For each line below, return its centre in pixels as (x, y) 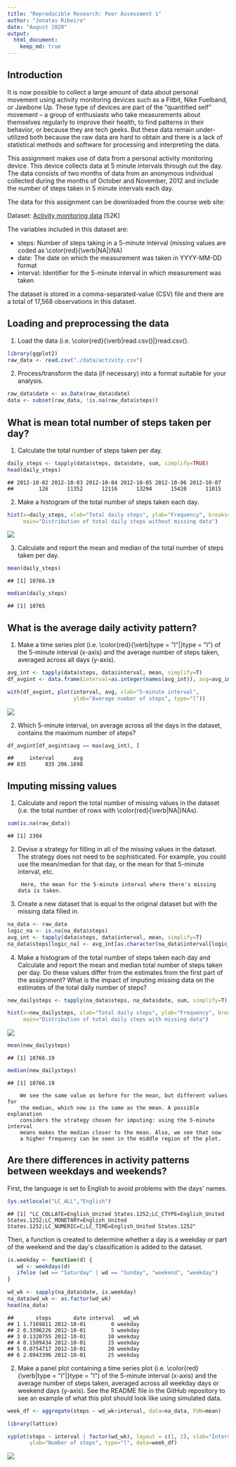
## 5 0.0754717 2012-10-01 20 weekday (73, 1349)
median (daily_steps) (38, 594)
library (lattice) (33, 1424)
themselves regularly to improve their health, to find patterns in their (106, 122)
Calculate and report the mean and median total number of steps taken (120, 965)
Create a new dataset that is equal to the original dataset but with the (117, 904)
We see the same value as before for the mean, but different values (124, 1095)
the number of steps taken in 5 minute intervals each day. (90, 188)
